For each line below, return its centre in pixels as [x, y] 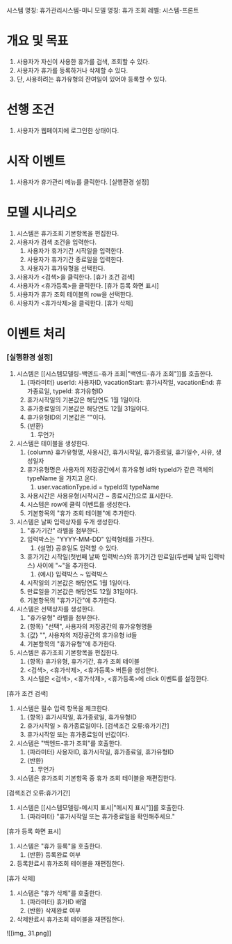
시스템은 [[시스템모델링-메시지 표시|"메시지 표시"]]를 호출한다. [101, 808]
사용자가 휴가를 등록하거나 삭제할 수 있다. [72, 70]
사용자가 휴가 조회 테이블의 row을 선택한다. [75, 294]
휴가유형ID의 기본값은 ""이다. [66, 418]
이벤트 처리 [36, 334]
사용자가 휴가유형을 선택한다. [66, 268]
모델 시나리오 [42, 213]
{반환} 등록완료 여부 [54, 855]
